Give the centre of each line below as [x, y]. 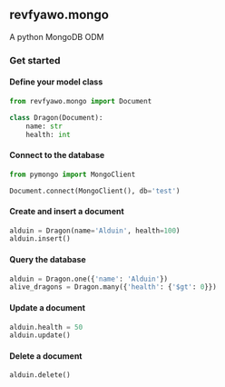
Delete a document [46, 356]
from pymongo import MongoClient [73, 174]
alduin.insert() [40, 239]
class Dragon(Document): [56, 117]
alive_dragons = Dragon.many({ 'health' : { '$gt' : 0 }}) [113, 287]
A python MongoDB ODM [57, 36]
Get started [35, 60]
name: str [44, 126]
